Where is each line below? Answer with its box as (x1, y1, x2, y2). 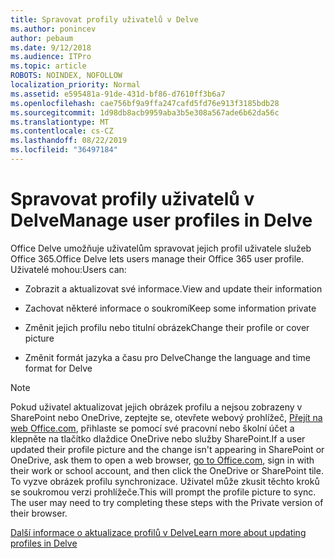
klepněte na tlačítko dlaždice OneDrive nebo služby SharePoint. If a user (10, 432, 306, 445)
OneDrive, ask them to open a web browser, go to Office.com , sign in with (10, 454, 315, 466)
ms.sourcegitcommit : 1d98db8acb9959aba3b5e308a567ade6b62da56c (10, 107, 280, 118)
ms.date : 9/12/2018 (10, 42, 92, 53)
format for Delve (24, 362, 93, 374)
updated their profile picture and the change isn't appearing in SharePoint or (10, 443, 325, 455)
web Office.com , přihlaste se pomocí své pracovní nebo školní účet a (10, 422, 295, 434)
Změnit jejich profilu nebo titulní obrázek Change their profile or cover (24, 321, 310, 333)
